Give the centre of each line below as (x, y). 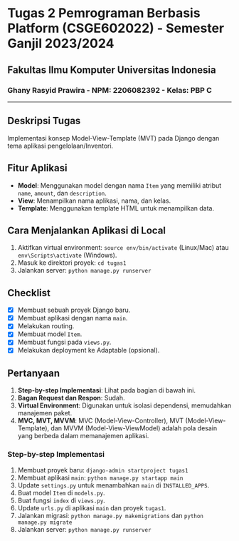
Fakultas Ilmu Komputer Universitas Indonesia (112, 70)
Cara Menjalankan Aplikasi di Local (86, 230)
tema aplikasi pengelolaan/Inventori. (60, 146)
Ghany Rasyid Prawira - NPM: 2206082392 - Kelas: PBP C (110, 90)
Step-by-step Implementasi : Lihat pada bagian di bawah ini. (107, 390)
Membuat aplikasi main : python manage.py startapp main (100, 477)
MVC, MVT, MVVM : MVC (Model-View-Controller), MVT (101, 421)
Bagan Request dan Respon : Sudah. (71, 398)
